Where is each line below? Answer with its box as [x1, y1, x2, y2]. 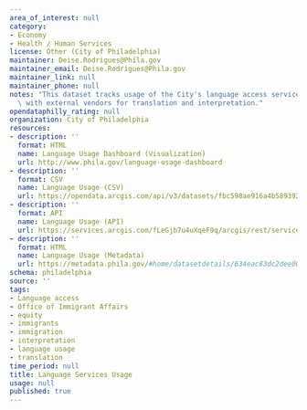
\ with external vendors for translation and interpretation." [17, 98, 263, 108]
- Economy [9, 30, 48, 39]
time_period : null [9, 362, 79, 371]
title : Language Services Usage [9, 370, 132, 379]
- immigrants [9, 319, 59, 329]
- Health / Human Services [9, 38, 112, 48]
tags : [9, 285, 30, 294]
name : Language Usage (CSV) [17, 184, 125, 193]
